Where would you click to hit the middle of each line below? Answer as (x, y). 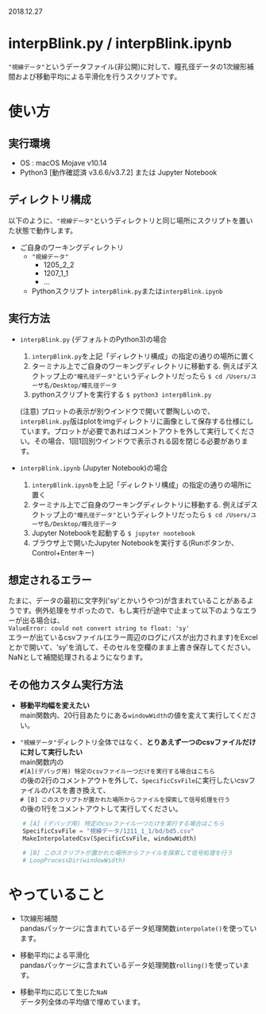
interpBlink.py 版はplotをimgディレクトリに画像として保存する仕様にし (137, 421)
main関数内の (42, 762)
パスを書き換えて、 (79, 791)
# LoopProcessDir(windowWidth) (74, 860)
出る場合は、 (43, 621)
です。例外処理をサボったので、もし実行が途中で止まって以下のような (129, 610)
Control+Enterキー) (63, 552)
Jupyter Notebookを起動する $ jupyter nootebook (114, 532)
